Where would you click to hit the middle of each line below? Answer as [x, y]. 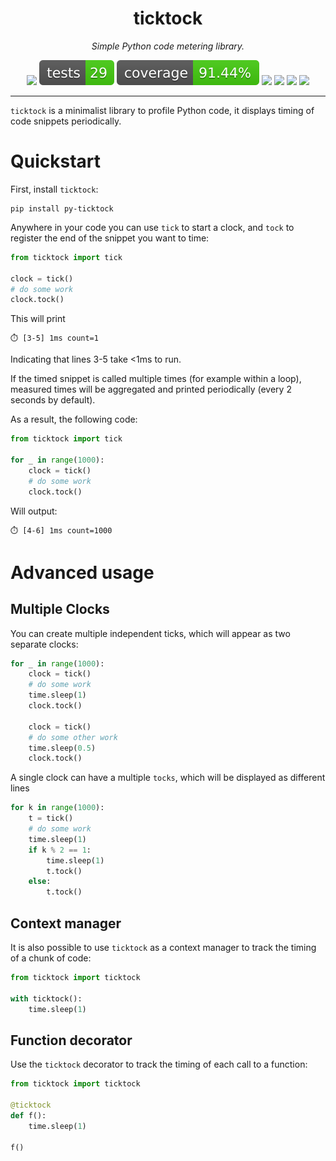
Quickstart [56, 161]
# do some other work [73, 737]
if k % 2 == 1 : [60, 850]
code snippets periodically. [66, 121]
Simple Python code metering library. [168, 46]
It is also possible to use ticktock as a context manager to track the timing [163, 947]
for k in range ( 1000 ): [57, 808]
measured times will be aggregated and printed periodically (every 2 [151, 389]
